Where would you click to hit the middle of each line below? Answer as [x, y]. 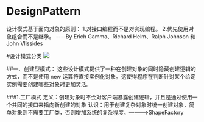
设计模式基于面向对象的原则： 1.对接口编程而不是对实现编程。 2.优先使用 [97, 29]
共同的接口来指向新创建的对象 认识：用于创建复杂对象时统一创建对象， [100, 104]
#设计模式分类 [24, 56]
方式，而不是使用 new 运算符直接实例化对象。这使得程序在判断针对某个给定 [101, 76]
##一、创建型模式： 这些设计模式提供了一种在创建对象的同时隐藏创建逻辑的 [101, 69]
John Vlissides [25, 43]
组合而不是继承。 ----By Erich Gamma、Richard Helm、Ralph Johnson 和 [104, 36]
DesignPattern [44, 11]
